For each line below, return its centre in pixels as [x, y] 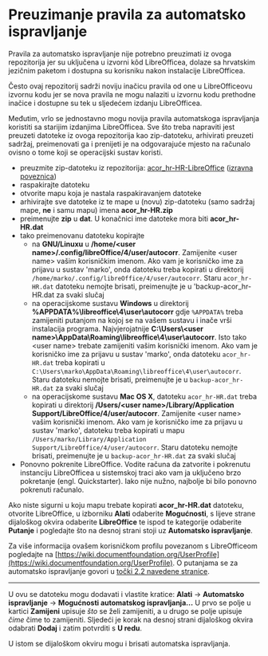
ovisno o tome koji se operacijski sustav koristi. [86, 152]
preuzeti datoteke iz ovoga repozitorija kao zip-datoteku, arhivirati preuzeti [131, 135]
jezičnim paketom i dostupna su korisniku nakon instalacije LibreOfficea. [127, 70]
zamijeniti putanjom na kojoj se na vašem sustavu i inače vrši [132, 320]
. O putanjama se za [205, 563]
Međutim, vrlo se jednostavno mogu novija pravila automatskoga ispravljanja [134, 118]
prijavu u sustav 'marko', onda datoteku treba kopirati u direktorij [138, 269]
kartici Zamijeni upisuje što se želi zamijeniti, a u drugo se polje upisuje [125, 611]
